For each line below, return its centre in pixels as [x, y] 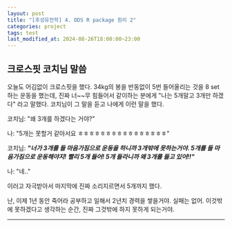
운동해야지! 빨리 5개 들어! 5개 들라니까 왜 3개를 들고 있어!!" [115, 157]
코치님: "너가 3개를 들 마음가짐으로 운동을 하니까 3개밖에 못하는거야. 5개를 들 [110, 148]
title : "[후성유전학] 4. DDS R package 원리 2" [72, 20]
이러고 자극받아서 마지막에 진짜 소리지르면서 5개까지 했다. [85, 186]
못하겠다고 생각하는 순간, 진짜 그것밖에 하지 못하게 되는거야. [94, 209]
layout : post [26, 13]
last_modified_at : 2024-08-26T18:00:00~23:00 [74, 39]
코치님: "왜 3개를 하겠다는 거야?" [51, 119]
